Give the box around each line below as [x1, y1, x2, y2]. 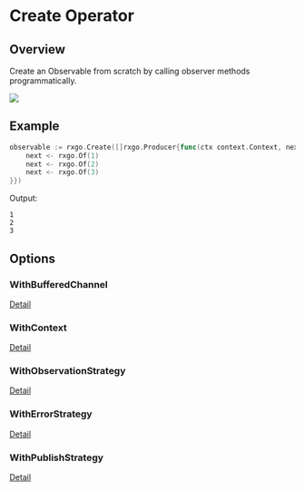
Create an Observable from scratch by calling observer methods [9, 65, 251, 76]
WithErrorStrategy [9, 408, 93, 420]
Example [9, 119, 60, 134]
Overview [9, 42, 66, 57]
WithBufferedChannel [9, 278, 109, 290]
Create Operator [9, 5, 134, 26]
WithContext [9, 321, 67, 334]
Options [9, 250, 56, 266]
